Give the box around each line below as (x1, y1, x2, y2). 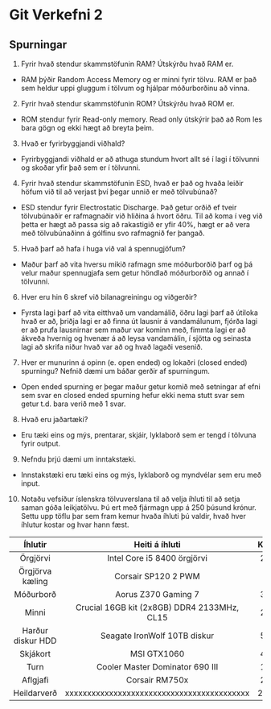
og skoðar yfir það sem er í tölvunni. (20, 163, 141, 172)
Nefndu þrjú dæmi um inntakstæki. (20, 454, 137, 464)
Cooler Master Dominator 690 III (96, 661, 219, 672)
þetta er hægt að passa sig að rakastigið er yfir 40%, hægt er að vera (20, 220, 250, 229)
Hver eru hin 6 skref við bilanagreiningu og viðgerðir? (20, 292, 198, 301)
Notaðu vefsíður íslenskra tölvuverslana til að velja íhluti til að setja (20, 494, 240, 504)
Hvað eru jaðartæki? (20, 415, 88, 424)
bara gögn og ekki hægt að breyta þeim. (20, 123, 154, 132)
